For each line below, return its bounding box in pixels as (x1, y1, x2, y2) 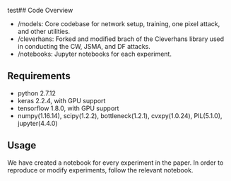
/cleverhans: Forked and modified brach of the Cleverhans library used (17, 35, 225, 43)
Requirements (7, 70, 71, 82)
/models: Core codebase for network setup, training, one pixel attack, (17, 20, 220, 28)
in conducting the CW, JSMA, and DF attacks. (17, 42, 150, 50)
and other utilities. (17, 28, 71, 35)
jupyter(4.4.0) (17, 119, 58, 127)
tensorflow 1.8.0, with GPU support (17, 104, 119, 112)
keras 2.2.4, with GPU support (17, 96, 106, 105)
